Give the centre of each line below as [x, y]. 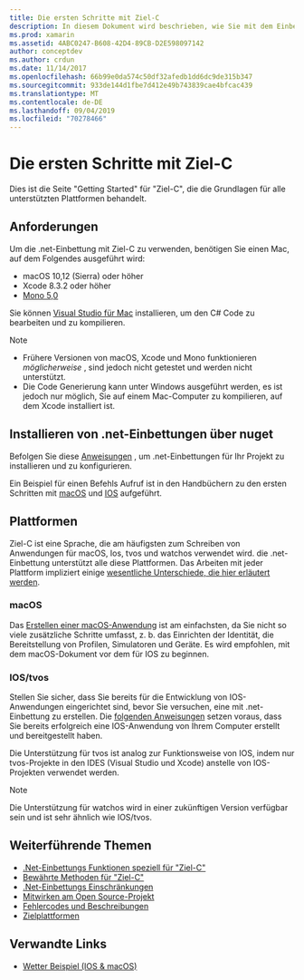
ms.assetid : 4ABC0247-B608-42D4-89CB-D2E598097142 [107, 43]
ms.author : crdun [42, 60]
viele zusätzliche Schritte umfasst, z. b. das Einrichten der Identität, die [142, 635]
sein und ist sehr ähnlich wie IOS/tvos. [81, 818]
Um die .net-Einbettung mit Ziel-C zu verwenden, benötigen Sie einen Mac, [149, 248]
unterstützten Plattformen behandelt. [78, 199]
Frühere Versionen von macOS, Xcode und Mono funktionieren [139, 357]
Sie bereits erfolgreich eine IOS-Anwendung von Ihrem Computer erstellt [145, 726]
